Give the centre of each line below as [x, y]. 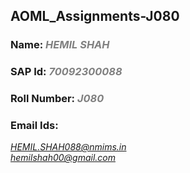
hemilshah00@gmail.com [63, 158]
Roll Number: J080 [57, 99]
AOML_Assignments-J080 [95, 16]
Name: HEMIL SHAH [60, 45]
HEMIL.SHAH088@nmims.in [68, 147]
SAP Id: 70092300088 [66, 72]
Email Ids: [34, 126]
